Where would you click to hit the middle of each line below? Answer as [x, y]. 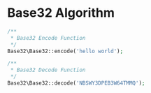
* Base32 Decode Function [48, 70]
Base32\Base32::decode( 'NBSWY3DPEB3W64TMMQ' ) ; [76, 83]
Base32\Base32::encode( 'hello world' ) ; [65, 51]
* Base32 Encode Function [48, 38]
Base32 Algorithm [61, 13]
